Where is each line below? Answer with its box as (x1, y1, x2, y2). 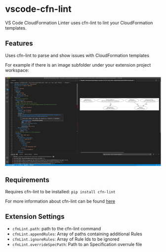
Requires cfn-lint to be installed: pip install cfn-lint (5, 188, 116, 194)
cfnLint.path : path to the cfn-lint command (12, 225, 101, 231)
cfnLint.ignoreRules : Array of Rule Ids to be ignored (12, 236, 120, 242)
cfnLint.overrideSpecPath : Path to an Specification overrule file (12, 241, 142, 247)
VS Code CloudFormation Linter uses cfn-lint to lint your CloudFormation (5, 20, 153, 26)
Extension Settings (5, 213, 65, 221)
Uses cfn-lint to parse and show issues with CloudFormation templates (5, 52, 150, 58)
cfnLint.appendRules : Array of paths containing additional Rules (12, 231, 142, 237)
